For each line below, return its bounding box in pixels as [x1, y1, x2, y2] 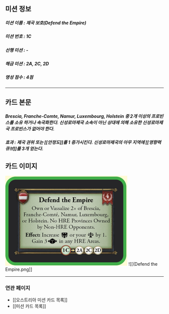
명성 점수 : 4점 [5, 74, 34, 81]
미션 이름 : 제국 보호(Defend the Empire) [5, 20, 87, 26]
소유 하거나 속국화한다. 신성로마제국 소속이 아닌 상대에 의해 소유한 [14, 119, 142, 125]
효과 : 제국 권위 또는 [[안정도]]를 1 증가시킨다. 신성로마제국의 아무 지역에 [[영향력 [5, 139, 161, 145]
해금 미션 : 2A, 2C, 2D [5, 61, 49, 67]
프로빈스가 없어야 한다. [10, 125, 55, 132]
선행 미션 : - [5, 47, 29, 53]
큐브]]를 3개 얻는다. [5, 145, 44, 152]
